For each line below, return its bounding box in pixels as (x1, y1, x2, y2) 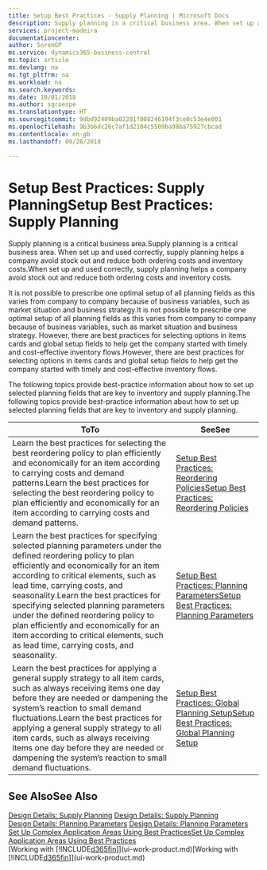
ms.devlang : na (8, 64, 59, 72)
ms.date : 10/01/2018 (8, 93, 77, 101)
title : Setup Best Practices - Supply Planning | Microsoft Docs (8, 11, 229, 20)
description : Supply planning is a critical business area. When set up (8, 19, 254, 27)
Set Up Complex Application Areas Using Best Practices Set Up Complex (8, 828, 245, 837)
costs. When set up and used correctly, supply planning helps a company (8, 265, 247, 274)
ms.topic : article (8, 57, 69, 65)
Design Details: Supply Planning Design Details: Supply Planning (8, 810, 219, 821)
